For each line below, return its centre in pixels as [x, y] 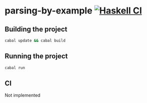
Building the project [36, 29]
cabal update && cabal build [35, 40]
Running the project [36, 56]
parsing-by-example [49, 11]
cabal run [15, 67]
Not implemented [23, 95]
